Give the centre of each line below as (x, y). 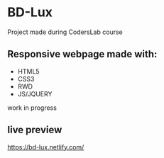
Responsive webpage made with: (82, 54)
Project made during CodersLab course (65, 32)
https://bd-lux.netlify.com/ (46, 147)
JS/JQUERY (35, 94)
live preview (35, 130)
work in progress (32, 108)
